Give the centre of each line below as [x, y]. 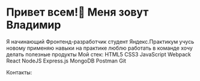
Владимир [34, 25]
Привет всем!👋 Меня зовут [77, 12]
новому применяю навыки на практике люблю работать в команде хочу [100, 48]
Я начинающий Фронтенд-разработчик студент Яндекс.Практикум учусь [100, 41]
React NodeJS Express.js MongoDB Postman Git [66, 61]
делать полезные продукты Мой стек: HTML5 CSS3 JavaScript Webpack [98, 54]
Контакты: [19, 72]
